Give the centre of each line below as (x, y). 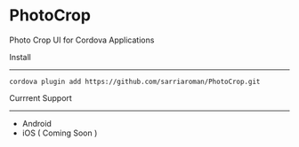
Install (20, 57)
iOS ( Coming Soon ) (60, 133)
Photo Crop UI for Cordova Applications (82, 40)
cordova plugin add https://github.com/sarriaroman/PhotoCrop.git (135, 81)
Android (36, 123)
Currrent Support (41, 97)
